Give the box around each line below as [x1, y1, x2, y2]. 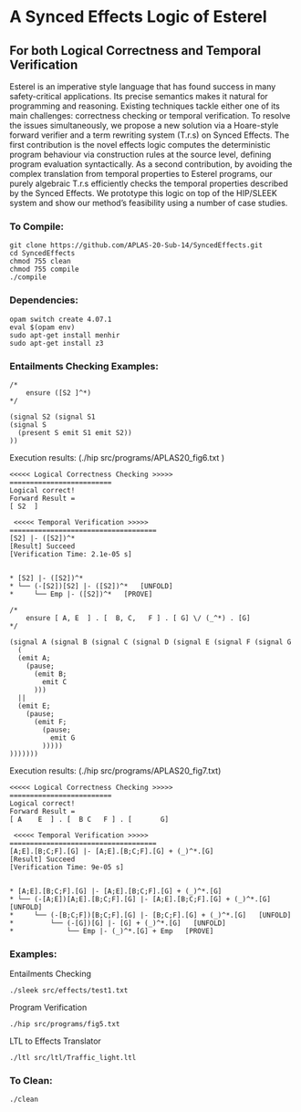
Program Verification [9, 1002, 88, 1013]
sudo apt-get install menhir [9, 330, 120, 339]
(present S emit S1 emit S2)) [17, 428, 132, 437]
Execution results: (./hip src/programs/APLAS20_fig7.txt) [9, 764, 222, 776]
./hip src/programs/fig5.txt [9, 1020, 120, 1029]
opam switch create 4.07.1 [9, 315, 112, 324]
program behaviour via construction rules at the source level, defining [9, 149, 272, 160]
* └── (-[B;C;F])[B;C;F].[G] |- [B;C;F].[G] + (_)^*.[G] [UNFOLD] [9, 910, 292, 920]
